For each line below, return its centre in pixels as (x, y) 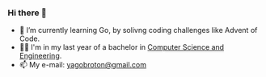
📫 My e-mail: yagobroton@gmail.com (83, 65)
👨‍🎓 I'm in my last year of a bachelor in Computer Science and (121, 47)
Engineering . (40, 56)
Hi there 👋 (27, 13)
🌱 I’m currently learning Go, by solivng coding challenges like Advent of (138, 30)
